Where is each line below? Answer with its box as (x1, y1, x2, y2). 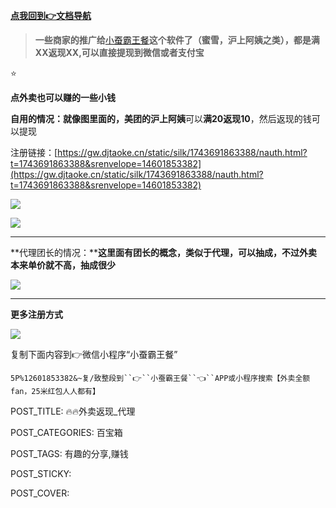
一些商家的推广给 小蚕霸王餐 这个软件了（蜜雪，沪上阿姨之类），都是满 (34, 34, 320, 46)
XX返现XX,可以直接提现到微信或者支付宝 (34, 47, 205, 58)
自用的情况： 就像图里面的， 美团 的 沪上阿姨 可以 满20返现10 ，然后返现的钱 (10, 113, 312, 124)
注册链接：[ (10, 147, 58, 158)
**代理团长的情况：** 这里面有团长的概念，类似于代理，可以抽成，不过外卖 (10, 247, 318, 258)
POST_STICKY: (10, 468, 72, 479)
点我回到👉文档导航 (10, 10, 92, 21)
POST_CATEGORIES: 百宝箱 (10, 427, 123, 438)
